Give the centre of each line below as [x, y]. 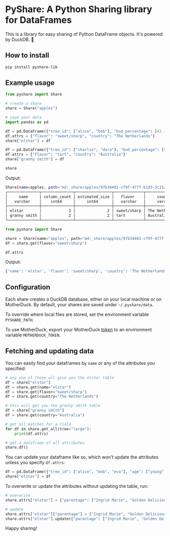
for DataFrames [38, 20]
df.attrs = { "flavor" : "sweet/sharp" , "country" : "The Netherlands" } [80, 136]
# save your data [24, 117]
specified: [16, 368]
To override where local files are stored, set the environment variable [77, 314]
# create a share [24, 104]
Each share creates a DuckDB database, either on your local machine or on [83, 299]
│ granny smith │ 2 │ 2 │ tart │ [75, 216]
